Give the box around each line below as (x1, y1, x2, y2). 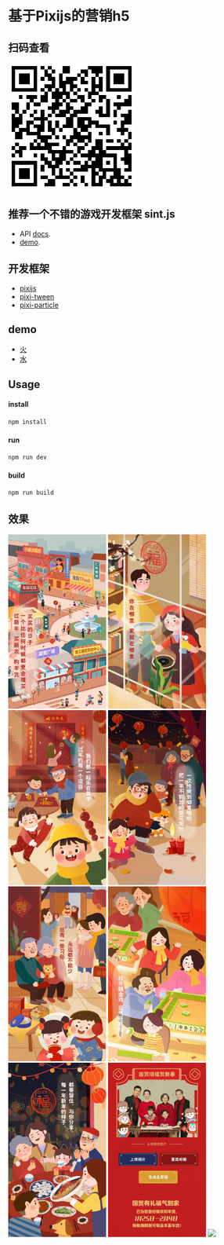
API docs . (19, 229, 51, 238)
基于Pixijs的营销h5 (8, 7, 130, 25)
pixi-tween (19, 291, 55, 301)
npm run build (8, 489, 55, 497)
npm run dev (8, 453, 47, 462)
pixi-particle (19, 300, 59, 309)
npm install (8, 418, 47, 427)
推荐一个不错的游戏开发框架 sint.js (8, 207, 175, 221)
